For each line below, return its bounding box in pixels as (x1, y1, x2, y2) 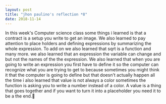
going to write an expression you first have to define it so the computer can (5, 61, 159, 67)
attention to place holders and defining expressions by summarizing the (5, 41, 152, 47)
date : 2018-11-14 (5, 16, 41, 21)
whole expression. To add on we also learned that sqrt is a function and (5, 46, 151, 52)
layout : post (5, 7, 32, 12)
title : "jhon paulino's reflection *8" (5, 12, 88, 17)
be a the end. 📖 (5, 93, 35, 99)
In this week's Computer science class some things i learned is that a (5, 30, 146, 36)
